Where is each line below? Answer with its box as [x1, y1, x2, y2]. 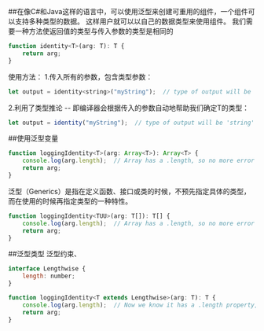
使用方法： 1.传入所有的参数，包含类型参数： [8, 72, 153, 81]
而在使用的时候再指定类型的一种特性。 [8, 196, 132, 206]
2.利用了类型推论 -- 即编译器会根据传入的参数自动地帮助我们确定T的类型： [8, 103, 250, 112]
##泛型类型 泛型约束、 [8, 249, 81, 259]
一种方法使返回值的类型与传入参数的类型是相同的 [14, 27, 174, 35]
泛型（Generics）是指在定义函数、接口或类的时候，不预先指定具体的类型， [8, 186, 251, 196]
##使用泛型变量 [8, 134, 59, 143]
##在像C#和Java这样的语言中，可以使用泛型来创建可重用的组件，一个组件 [8, 7, 249, 16]
